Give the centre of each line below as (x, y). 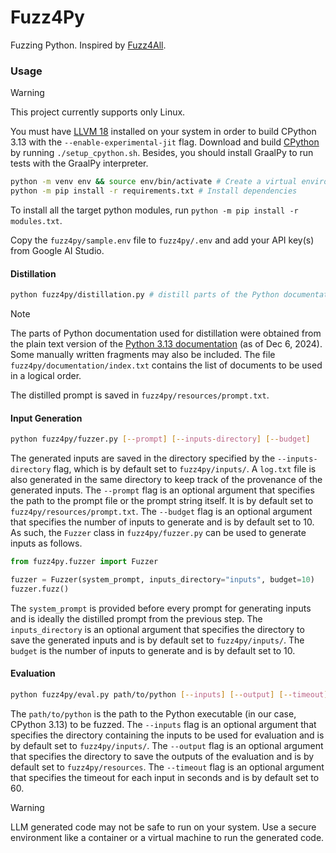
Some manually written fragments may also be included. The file (143, 355)
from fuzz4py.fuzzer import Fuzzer (84, 562)
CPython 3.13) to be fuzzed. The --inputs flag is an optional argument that (163, 724)
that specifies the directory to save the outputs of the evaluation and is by (162, 756)
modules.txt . (36, 220)
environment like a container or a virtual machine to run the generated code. (167, 837)
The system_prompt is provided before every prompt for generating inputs (161, 608)
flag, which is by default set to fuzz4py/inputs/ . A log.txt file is (185, 469)
